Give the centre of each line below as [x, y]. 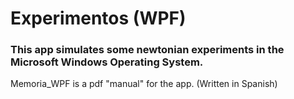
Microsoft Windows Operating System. [107, 62]
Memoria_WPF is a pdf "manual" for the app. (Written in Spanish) [144, 84]
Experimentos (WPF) [98, 18]
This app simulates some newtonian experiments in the [147, 50]
